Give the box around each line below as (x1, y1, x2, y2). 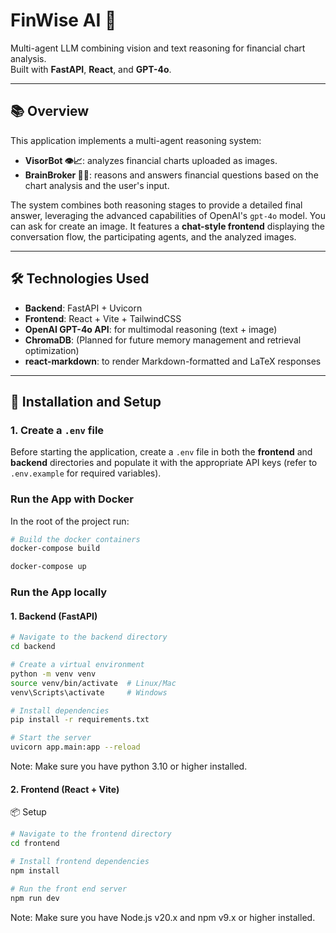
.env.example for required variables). (10, 467, 162, 479)
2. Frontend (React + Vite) (10, 783, 120, 795)
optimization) (24, 344, 80, 356)
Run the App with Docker (10, 492, 134, 506)
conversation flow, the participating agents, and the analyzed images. (10, 230, 297, 243)
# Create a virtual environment (10, 660, 145, 670)
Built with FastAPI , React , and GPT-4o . (10, 63, 172, 75)
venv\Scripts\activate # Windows (10, 687, 168, 698)
